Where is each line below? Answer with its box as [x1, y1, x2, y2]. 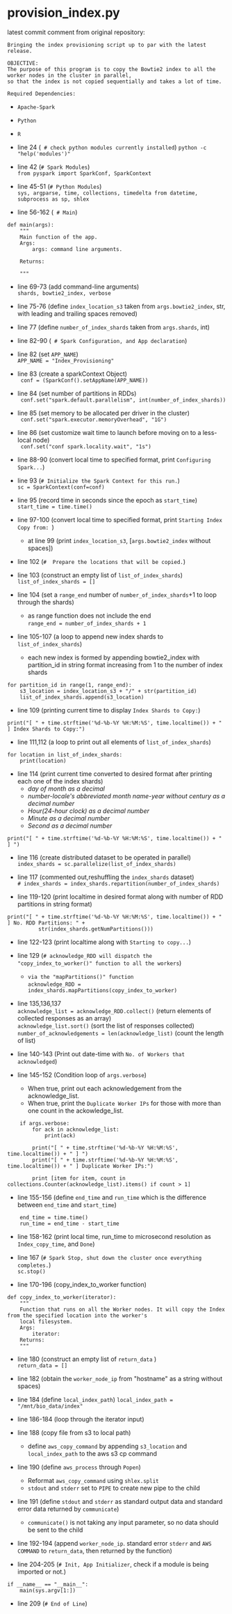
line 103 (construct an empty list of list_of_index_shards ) [17, 570, 183, 579]
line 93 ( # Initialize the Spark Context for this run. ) [17, 476, 181, 485]
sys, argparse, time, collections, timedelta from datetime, [17, 190, 199, 197]
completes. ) [17, 1261, 51, 1269]
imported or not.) [17, 1567, 67, 1576]
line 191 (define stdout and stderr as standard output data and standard [17, 1497, 223, 1505]
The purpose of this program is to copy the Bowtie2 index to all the [7, 66, 216, 73]
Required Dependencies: [7, 90, 76, 97]
